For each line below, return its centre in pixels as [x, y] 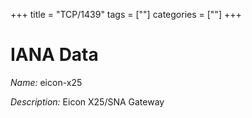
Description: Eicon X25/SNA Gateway [87, 101]
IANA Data [54, 55]
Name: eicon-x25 [46, 82]
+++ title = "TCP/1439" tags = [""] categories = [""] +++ [126, 14]
